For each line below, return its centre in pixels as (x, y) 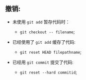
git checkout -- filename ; (47, 32)
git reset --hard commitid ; (48, 72)
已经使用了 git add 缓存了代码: (44, 42)
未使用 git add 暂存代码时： (41, 22)
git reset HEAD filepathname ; (51, 52)
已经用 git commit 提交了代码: (43, 62)
